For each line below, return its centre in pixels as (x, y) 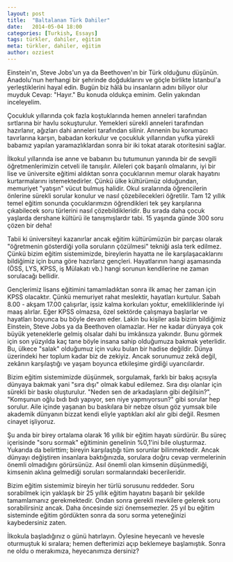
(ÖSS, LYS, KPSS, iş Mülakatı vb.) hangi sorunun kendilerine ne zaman (108, 268)
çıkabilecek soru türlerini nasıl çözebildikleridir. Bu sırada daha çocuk (106, 211)
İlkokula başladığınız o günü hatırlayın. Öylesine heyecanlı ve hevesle (106, 536)
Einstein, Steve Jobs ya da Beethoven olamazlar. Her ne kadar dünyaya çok (115, 326)
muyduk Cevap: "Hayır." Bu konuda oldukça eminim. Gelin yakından (104, 94)
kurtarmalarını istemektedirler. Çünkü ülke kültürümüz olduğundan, (103, 181)
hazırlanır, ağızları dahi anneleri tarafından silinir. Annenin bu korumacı (108, 130)
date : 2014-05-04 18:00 (45, 26)
